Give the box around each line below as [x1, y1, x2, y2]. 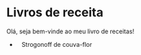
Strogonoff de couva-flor [21, 40, 92, 48]
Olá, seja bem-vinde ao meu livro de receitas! [6, 27, 135, 35]
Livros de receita [6, 5, 104, 20]
